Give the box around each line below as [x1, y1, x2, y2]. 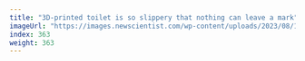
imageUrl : [9, 22, 47, 30]
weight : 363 [9, 38, 54, 48]
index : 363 [9, 30, 51, 39]
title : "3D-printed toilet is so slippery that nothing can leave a [9, 13, 274, 22]
